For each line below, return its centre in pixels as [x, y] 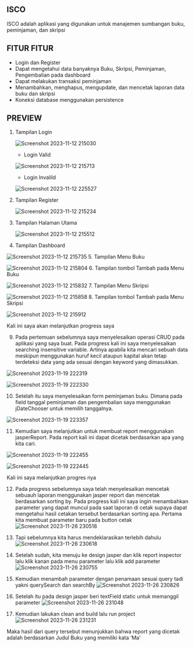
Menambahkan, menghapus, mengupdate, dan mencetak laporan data [100, 87]
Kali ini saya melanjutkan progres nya [51, 478]
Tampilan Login [33, 132]
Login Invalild [40, 177]
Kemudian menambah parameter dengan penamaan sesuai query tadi [99, 579]
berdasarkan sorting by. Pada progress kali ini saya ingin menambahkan [102, 501]
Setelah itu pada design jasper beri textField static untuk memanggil [97, 597]
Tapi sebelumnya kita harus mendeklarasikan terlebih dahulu [88, 538]
